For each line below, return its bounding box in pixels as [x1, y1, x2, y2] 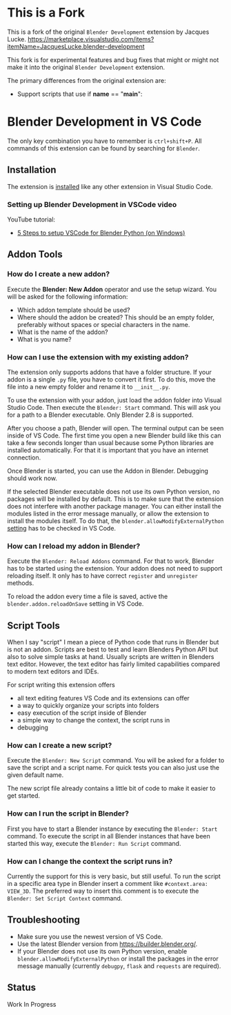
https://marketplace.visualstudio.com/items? [27, 35, 154, 43]
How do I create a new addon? [7, 269, 110, 279]
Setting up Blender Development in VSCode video [7, 199, 177, 209]
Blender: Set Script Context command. [7, 894, 123, 902]
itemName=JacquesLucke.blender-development [7, 42, 145, 50]
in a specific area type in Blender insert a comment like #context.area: [7, 879, 208, 887]
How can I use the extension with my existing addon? [7, 352, 189, 362]
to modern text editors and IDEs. [7, 667, 99, 676]
